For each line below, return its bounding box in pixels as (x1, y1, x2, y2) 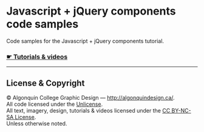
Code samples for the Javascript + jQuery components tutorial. (6, 37, 165, 44)
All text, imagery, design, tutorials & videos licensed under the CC (6, 107, 171, 114)
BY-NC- (171, 107, 191, 114)
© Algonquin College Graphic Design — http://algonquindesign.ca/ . (6, 94, 175, 102)
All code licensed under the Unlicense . (6, 100, 103, 108)
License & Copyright (6, 78, 85, 88)
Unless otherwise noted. (6, 120, 67, 127)
